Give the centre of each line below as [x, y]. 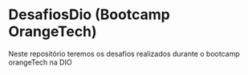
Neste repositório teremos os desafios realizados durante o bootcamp [124, 53]
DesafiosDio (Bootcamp [89, 15]
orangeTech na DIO [40, 62]
